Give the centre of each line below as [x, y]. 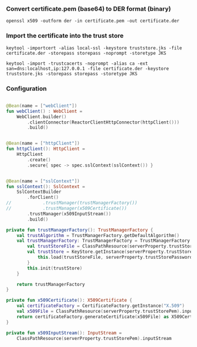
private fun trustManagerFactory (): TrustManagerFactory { [80, 230]
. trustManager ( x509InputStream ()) [69, 213]
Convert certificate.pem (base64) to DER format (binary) [89, 9]
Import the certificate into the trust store [65, 36]
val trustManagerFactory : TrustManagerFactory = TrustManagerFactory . [105, 241]
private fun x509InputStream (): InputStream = [64, 333]
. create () [39, 160]
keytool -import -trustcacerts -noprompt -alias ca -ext [77, 64]
